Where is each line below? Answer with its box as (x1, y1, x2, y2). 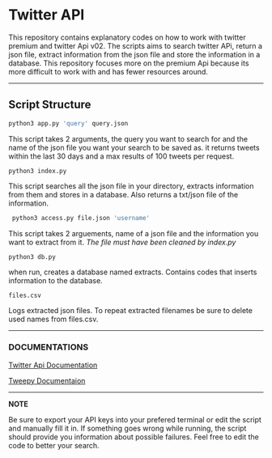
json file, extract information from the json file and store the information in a (8, 49, 261, 59)
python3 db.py (8, 252, 57, 261)
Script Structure (8, 98, 91, 112)
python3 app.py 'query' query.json (8, 119, 129, 127)
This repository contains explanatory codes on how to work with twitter (8, 32, 246, 42)
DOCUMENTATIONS (8, 341, 89, 353)
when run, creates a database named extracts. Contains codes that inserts (8, 267, 257, 277)
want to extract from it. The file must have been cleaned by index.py (8, 237, 236, 247)
